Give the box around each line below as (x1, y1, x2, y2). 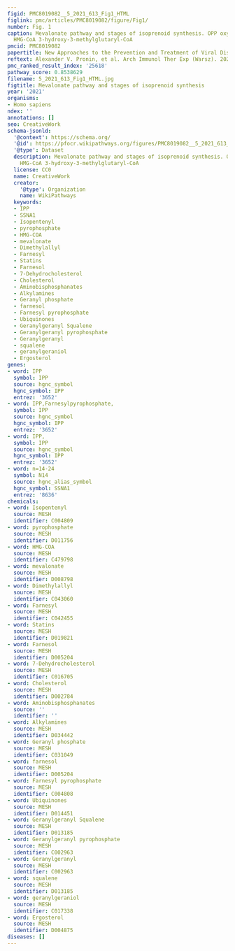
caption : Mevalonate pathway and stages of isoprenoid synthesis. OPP (7, 29, 218, 37)
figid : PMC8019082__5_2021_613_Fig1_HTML (7, 10, 130, 17)
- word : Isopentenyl (7, 504, 68, 511)
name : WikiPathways (20, 192, 77, 199)
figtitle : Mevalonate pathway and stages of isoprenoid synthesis (7, 82, 205, 89)
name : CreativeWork (13, 173, 71, 180)
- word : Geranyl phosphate (7, 738, 86, 745)
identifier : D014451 (13, 810, 73, 817)
